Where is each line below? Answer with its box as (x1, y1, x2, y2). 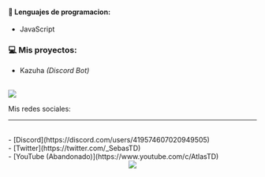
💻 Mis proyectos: (8, 45, 77, 56)
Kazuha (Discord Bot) (19, 65, 90, 75)
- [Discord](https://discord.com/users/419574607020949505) (8, 135, 211, 144)
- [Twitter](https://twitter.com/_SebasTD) (8, 143, 141, 153)
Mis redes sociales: (8, 104, 71, 113)
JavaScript (19, 24, 55, 34)
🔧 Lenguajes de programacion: (8, 7, 111, 17)
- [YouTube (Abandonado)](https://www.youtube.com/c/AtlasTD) (8, 151, 219, 161)
